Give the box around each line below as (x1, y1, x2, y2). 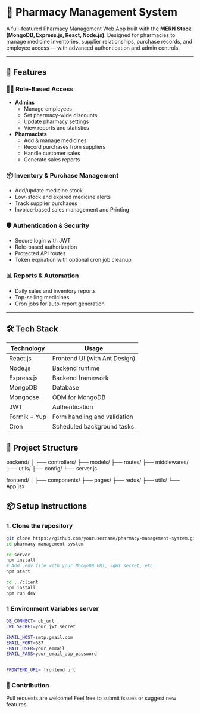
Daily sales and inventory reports (14, 287, 96, 295)
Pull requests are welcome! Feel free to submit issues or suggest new (6, 694, 177, 702)
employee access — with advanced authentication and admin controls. (6, 44, 180, 51)
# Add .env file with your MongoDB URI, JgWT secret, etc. (6, 563, 156, 569)
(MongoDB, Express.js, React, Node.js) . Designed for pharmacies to (6, 31, 176, 38)
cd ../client (6, 579, 39, 585)
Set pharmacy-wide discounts (23, 111, 98, 118)
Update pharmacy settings (23, 118, 89, 125)
